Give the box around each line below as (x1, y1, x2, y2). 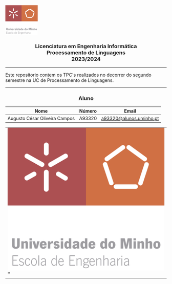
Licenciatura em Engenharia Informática (35, 42, 137, 50)
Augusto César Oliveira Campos (7, 115, 75, 122)
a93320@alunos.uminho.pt (101, 115, 159, 122)
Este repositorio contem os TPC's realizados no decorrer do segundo (5, 72, 152, 78)
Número (79, 107, 97, 114)
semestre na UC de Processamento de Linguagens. (5, 77, 114, 83)
